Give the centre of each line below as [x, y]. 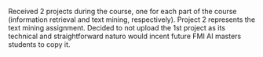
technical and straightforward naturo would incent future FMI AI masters [125, 36]
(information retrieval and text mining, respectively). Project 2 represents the [132, 20]
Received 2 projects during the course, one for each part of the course [122, 11]
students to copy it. [39, 45]
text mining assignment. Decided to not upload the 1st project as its [117, 28]
